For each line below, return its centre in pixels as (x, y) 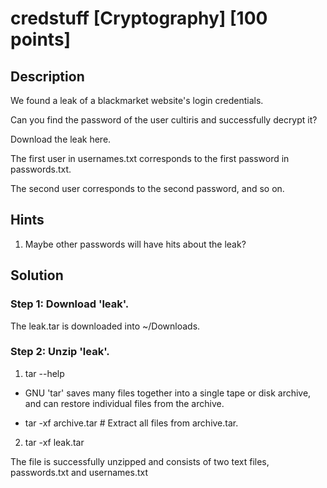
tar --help (44, 373)
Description (47, 76)
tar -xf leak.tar (54, 442)
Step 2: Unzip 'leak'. (60, 352)
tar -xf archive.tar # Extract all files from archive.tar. (131, 423)
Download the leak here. (61, 139)
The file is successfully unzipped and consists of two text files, (140, 461)
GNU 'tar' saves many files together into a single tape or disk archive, (168, 393)
